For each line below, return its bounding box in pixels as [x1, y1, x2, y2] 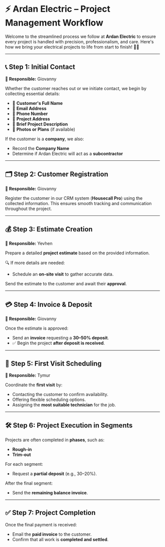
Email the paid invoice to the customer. [12, 531, 92, 537]
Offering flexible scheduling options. [12, 396, 86, 402]
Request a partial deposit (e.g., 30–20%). [12, 470, 97, 477]
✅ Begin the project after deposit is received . [12, 340, 105, 346]
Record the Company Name [12, 145, 70, 151]
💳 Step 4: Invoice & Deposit [5, 300, 92, 308]
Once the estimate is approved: [5, 325, 69, 332]
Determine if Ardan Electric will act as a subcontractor [12, 151, 123, 156]
